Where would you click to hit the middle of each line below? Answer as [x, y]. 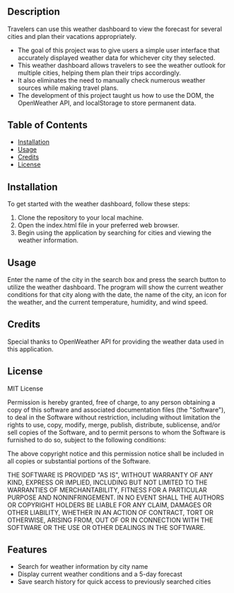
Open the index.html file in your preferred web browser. [98, 225]
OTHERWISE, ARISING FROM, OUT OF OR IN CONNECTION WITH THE [110, 520]
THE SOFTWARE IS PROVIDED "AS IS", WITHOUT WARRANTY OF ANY [110, 475]
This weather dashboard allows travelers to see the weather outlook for [122, 65]
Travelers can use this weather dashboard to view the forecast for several [115, 29]
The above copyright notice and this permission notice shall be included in [116, 453]
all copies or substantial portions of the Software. [79, 461]
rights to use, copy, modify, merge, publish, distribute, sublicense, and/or [114, 424]
